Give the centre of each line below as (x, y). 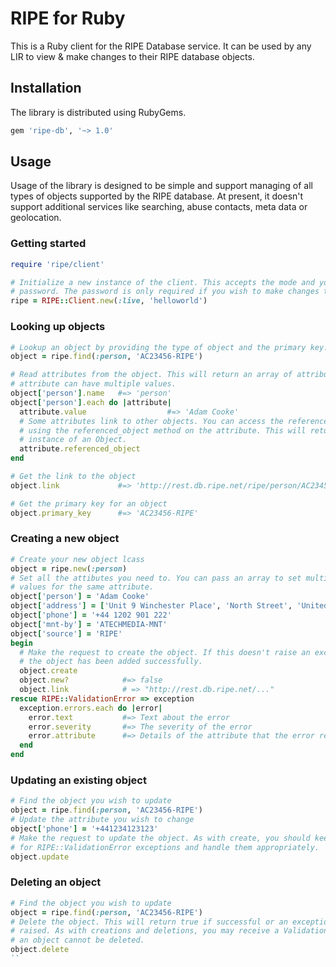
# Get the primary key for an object (89, 503)
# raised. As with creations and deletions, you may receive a (145, 931)
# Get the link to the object (73, 477)
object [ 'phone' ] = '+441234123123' (84, 829)
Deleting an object (56, 882)
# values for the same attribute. (82, 587)
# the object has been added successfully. (111, 662)
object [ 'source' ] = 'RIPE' (66, 633)
